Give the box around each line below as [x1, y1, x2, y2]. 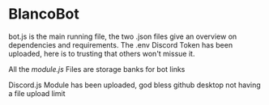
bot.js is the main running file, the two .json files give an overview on [8, 31, 237, 41]
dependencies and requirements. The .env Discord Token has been [8, 40, 233, 49]
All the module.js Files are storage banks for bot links [8, 64, 186, 73]
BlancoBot [8, 5, 79, 23]
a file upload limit [8, 88, 66, 98]
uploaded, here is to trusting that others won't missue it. [8, 48, 195, 58]
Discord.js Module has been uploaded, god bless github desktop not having [8, 80, 261, 90]
